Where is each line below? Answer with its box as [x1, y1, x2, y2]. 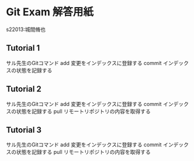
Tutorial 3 [6, 125, 42, 135]
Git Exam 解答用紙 [6, 5, 94, 19]
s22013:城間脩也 [6, 26, 46, 33]
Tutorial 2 [6, 84, 42, 94]
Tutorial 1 [6, 43, 40, 53]
